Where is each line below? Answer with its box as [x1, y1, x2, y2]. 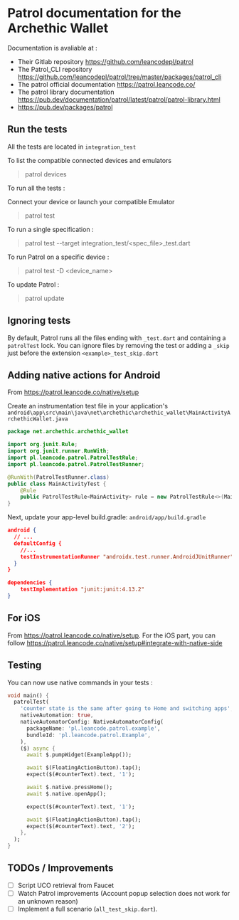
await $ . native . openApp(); [26, 790, 107, 798]
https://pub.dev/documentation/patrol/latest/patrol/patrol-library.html [17, 95, 221, 104]
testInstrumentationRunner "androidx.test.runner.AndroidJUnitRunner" [20, 553, 234, 560]
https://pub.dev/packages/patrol [17, 102, 113, 111]
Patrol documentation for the [7, 5, 181, 21]
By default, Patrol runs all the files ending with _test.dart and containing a [7, 333, 226, 342]
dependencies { [7, 579, 53, 586]
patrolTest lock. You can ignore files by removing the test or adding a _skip [7, 341, 230, 349]
